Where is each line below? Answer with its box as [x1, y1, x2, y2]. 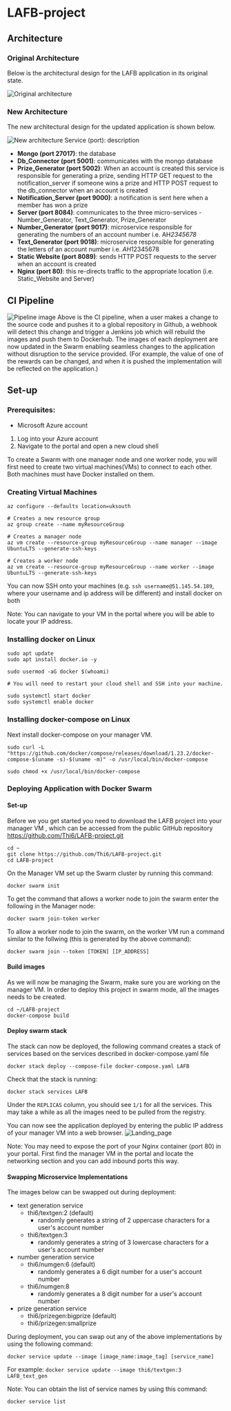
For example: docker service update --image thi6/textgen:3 [7, 1365, 182, 1374]
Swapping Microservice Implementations [7, 1172, 128, 1181]
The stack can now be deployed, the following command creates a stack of [7, 1042, 221, 1050]
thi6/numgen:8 [27, 1282, 70, 1291]
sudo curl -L [7, 744, 45, 751]
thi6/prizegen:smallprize [27, 1319, 97, 1327]
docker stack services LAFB [7, 1088, 88, 1095]
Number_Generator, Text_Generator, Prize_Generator [17, 216, 167, 224]
